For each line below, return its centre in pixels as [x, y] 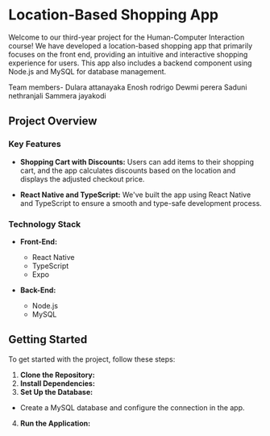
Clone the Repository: [57, 375]
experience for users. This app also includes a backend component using [130, 63]
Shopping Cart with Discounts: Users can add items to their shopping [137, 161]
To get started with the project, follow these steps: [92, 359]
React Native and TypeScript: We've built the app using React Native [135, 195]
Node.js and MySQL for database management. [87, 71]
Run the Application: [55, 423]
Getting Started [48, 340]
